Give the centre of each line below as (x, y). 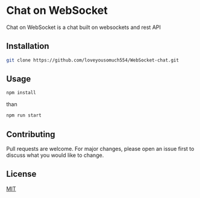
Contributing (31, 134)
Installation (28, 46)
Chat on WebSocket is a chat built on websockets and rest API (83, 27)
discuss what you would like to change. (55, 155)
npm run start (24, 115)
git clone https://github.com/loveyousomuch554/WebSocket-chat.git (93, 60)
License (21, 174)
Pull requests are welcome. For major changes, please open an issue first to (100, 149)
